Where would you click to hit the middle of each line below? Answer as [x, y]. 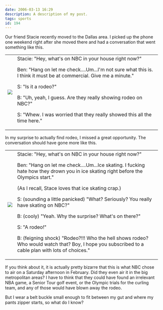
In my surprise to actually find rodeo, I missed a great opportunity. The [76, 138]
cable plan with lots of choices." [54, 250]
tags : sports [18, 18]
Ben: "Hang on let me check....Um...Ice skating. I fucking [81, 165]
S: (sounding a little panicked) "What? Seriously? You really [84, 199]
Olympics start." [36, 177]
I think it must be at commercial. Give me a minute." [76, 76]
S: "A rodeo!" [32, 227]
